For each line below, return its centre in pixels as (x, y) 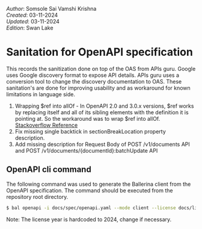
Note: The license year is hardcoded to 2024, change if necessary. (89, 219)
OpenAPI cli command (49, 170)
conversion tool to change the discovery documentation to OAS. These (94, 81)
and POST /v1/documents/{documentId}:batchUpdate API (86, 150)
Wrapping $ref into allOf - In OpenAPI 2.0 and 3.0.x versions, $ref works (104, 106)
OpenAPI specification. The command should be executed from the (90, 190)
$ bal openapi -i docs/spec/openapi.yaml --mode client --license (91, 208)
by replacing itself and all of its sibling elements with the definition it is (102, 112)
